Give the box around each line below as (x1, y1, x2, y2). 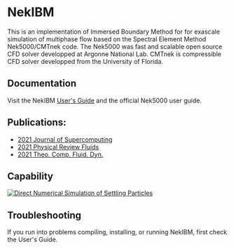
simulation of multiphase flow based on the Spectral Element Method (7, 34, 207, 43)
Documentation (7, 78, 77, 90)
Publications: (7, 116, 67, 128)
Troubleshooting (7, 209, 82, 221)
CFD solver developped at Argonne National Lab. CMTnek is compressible (7, 50, 222, 58)
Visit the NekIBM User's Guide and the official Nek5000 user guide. (7, 96, 202, 105)
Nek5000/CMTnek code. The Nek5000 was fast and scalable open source (7, 42, 223, 51)
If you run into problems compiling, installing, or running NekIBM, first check (7, 228, 228, 236)
